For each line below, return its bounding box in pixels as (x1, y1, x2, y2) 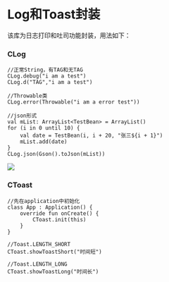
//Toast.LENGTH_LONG (7, 260, 68, 268)
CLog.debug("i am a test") (7, 73, 87, 80)
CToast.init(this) (32, 216, 87, 223)
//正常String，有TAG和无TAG (7, 66, 83, 74)
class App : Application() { (7, 204, 93, 211)
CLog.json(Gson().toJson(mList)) (7, 151, 106, 158)
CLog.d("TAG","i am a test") (7, 79, 93, 86)
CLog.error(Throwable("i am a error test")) (7, 99, 140, 106)
